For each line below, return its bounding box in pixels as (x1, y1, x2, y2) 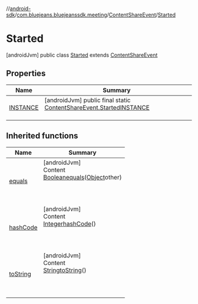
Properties (6, 68, 46, 79)
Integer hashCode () (43, 220, 96, 228)
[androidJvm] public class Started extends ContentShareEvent (6, 51, 158, 58)
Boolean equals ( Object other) (43, 173, 122, 181)
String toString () (43, 266, 87, 274)
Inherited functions (6, 131, 78, 141)
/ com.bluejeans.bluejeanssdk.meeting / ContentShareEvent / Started (14, 11, 176, 18)
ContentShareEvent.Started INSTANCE (44, 103, 150, 112)
